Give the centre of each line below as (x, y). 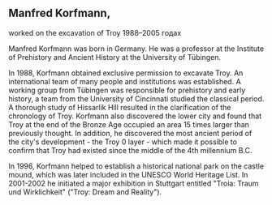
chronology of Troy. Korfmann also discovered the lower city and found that (135, 116)
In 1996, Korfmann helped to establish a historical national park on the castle (136, 166)
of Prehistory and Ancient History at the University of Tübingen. (115, 57)
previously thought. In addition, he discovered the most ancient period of (130, 133)
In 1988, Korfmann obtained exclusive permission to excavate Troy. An (126, 73)
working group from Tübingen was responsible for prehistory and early (127, 90)
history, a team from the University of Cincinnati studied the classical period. (136, 98)
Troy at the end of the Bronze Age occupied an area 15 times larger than (129, 124)
